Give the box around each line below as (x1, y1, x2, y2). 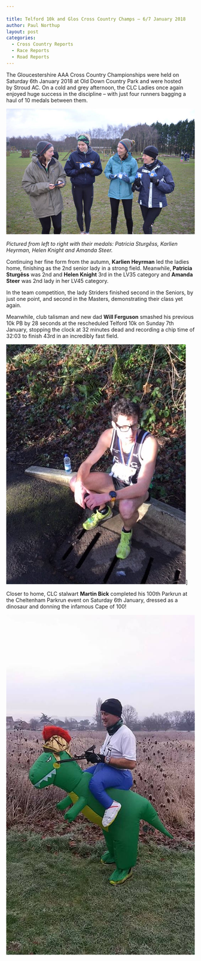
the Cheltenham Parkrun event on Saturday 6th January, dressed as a (6, 597, 178, 604)
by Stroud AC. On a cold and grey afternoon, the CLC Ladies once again (6, 84, 184, 91)
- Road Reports (11, 54, 50, 60)
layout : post (6, 29, 39, 35)
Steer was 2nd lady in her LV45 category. (6, 277, 109, 284)
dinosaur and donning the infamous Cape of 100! (6, 602, 127, 610)
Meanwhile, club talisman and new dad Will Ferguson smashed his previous (6, 313, 194, 320)
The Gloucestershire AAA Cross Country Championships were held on (6, 71, 179, 78)
